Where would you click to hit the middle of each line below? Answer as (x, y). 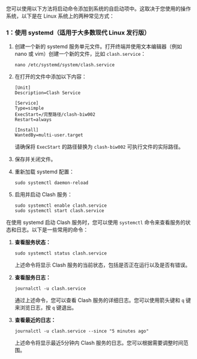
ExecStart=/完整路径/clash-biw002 (55, 115)
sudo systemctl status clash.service (61, 254)
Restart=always (33, 120)
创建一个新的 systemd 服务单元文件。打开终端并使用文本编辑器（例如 (98, 46)
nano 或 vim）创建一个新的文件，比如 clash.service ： (80, 54)
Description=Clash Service (47, 93)
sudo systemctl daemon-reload (52, 183)
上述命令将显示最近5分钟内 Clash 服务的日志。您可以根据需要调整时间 (99, 343)
